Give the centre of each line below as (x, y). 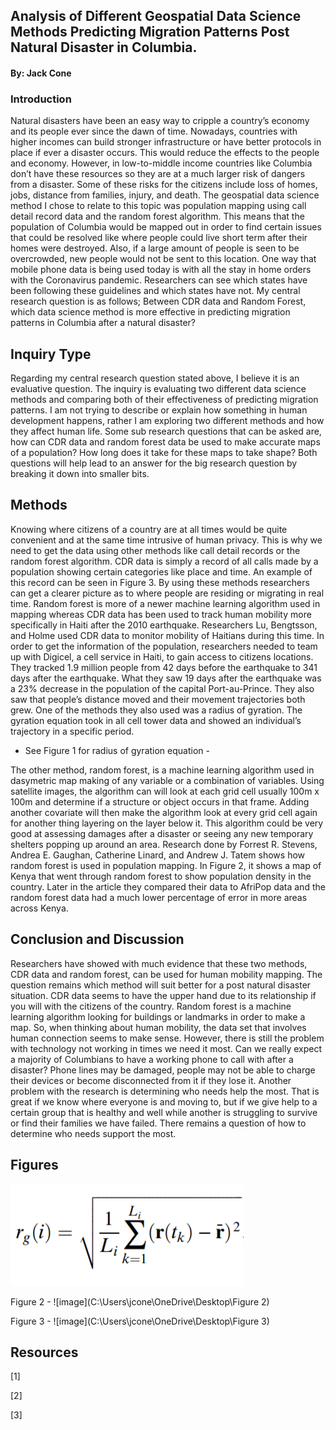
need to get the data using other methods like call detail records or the (155, 550)
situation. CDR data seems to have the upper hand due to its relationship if (163, 995)
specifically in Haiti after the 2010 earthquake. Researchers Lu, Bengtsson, (164, 625)
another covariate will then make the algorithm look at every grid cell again (164, 812)
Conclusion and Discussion (97, 939)
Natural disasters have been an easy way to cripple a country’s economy (160, 121)
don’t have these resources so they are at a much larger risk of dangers (158, 174)
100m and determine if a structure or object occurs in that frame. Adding (160, 801)
